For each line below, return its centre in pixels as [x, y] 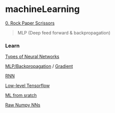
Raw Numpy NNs [23, 105]
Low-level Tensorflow [27, 85]
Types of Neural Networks [32, 56]
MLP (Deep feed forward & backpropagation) [64, 32]
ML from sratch [21, 95]
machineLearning [42, 9]
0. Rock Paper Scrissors [30, 23]
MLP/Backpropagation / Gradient [39, 66]
